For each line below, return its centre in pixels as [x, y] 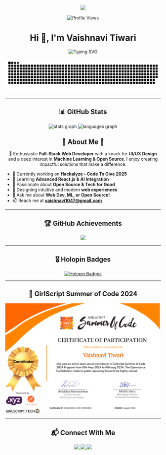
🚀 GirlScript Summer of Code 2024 [83, 294]
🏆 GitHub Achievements [83, 223]
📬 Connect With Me [83, 432]
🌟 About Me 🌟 [83, 142]
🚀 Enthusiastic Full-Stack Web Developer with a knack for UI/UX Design [83, 154]
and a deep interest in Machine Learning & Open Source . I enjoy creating [83, 159]
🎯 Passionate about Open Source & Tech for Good [63, 185]
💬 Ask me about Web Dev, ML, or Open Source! [61, 195]
